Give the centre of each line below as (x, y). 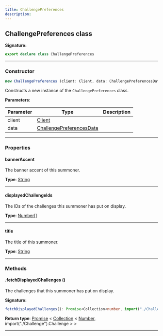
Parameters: (18, 100)
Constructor (20, 71)
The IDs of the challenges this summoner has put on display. (65, 206)
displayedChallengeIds (29, 195)
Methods (16, 269)
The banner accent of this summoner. (43, 170)
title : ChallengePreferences (34, 9)
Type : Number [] (21, 215)
